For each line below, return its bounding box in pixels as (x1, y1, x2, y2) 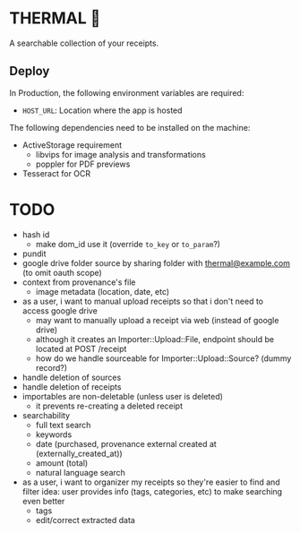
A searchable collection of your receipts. (9, 38, 159, 48)
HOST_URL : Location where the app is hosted (21, 105, 183, 116)
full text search (35, 419, 91, 430)
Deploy (9, 64, 50, 79)
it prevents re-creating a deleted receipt (35, 400, 184, 411)
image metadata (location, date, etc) (35, 286, 170, 297)
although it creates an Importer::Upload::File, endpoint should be (35, 333, 275, 344)
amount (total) (35, 457, 89, 469)
